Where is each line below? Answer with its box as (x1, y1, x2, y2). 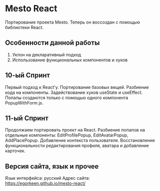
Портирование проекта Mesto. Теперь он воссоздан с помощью (5, 19, 140, 25)
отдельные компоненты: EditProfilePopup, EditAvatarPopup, (5, 132, 129, 138)
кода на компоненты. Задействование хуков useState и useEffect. (5, 89, 143, 95)
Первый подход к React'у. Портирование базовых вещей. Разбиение (5, 84, 149, 90)
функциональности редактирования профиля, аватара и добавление (5, 143, 149, 149)
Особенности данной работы (5, 39, 100, 47)
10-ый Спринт (5, 71, 50, 80)
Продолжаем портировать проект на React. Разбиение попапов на (5, 127, 145, 133)
